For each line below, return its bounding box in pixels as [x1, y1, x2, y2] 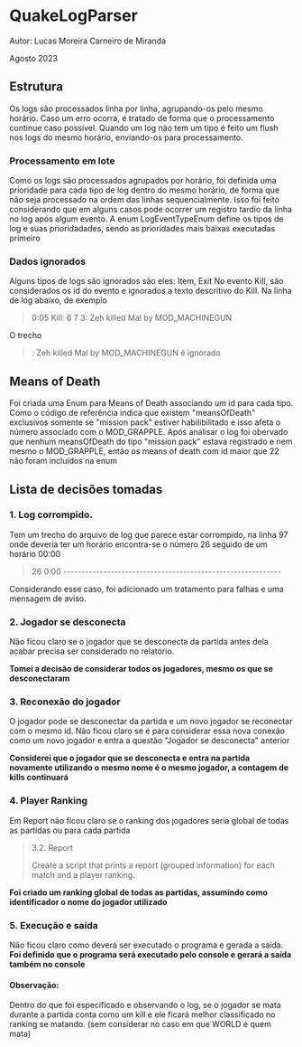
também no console [9, 959, 86, 970]
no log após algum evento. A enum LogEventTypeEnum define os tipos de [9, 213, 284, 224]
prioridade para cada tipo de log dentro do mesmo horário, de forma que [9, 184, 280, 195]
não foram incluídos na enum [9, 456, 118, 467]
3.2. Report [31, 842, 74, 853]
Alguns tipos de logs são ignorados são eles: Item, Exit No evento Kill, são [9, 276, 284, 287]
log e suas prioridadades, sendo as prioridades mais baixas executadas [9, 223, 276, 234]
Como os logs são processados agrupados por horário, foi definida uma [9, 175, 277, 186]
